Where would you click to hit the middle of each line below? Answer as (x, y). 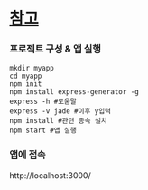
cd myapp (26, 76)
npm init (26, 84)
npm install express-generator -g (74, 92)
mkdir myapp (32, 69)
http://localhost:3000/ (51, 175)
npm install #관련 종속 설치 (59, 121)
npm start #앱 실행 (43, 131)
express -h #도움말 (43, 102)
